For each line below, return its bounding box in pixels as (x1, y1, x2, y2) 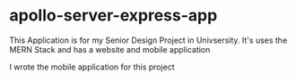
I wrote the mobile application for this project (9, 61, 175, 72)
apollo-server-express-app (9, 5, 218, 26)
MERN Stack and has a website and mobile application (9, 44, 211, 54)
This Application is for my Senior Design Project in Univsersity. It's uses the (9, 35, 288, 45)
